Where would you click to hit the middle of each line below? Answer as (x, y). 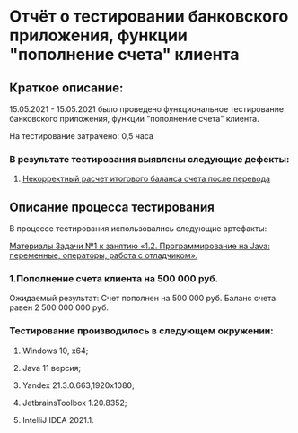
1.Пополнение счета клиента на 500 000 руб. (114, 279)
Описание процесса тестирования (112, 207)
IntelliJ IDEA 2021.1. (58, 420)
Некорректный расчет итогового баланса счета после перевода (146, 179)
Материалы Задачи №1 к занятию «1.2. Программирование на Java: (140, 246)
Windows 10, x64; (55, 351)
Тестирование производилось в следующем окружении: (141, 331)
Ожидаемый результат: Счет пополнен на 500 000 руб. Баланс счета (143, 299)
